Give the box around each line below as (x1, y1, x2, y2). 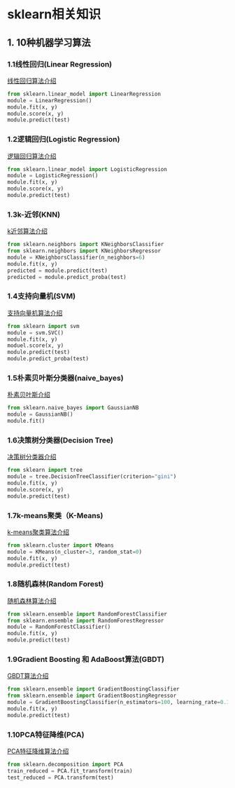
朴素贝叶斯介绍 (7, 390, 50, 399)
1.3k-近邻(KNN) (7, 210, 61, 219)
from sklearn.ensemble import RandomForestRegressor (7, 617, 164, 624)
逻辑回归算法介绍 (7, 151, 57, 160)
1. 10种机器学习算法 (7, 36, 91, 48)
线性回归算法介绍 (7, 76, 57, 85)
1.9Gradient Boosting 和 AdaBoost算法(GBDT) (7, 655, 164, 664)
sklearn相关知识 (7, 6, 101, 22)
